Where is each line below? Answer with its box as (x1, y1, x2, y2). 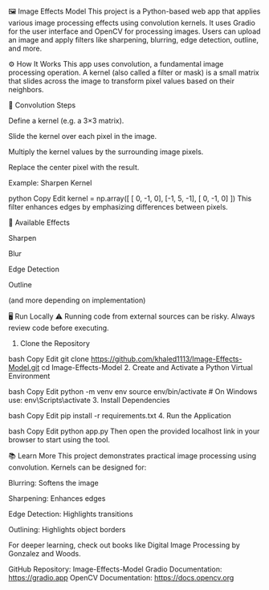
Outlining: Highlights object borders (8, 525, 126, 534)
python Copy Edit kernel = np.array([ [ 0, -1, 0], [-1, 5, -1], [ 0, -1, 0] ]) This (8, 193, 252, 203)
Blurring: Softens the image (8, 478, 99, 487)
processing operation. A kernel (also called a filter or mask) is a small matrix (8, 67, 259, 77)
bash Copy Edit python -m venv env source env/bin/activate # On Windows (8, 387, 258, 396)
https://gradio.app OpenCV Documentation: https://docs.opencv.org (8, 573, 234, 582)
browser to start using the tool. (8, 435, 111, 444)
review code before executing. (8, 323, 110, 332)
